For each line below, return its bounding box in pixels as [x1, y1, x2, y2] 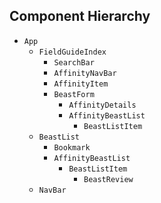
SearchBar [53, 57, 95, 68]
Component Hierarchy [9, 8, 151, 25]
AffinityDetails [68, 100, 137, 110]
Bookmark [53, 142, 91, 153]
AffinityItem [53, 79, 109, 89]
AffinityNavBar [53, 68, 117, 78]
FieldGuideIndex [38, 47, 107, 57]
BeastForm [53, 89, 95, 99]
